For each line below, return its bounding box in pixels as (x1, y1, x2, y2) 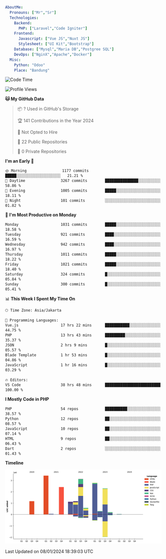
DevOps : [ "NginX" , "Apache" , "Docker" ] (14, 52, 92, 57)
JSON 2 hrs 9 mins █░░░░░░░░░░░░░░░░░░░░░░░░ (5, 343, 161, 348)
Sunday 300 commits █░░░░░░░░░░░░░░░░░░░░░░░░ (5, 282, 161, 287)
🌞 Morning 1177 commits (5, 169, 89, 174)
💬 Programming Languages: (5, 318, 58, 323)
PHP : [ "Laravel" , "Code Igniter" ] (18, 26, 88, 31)
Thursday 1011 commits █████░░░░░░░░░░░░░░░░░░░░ (5, 252, 161, 257)
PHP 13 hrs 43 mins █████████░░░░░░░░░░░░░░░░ (5, 333, 161, 338)
